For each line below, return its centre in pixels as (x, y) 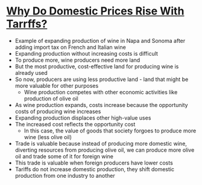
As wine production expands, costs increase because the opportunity (101, 105)
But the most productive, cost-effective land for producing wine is (97, 66)
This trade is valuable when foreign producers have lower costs (94, 163)
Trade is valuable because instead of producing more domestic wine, (101, 143)
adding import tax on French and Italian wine (71, 47)
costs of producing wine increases (58, 111)
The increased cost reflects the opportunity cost (75, 124)
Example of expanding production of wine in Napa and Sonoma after (100, 41)
